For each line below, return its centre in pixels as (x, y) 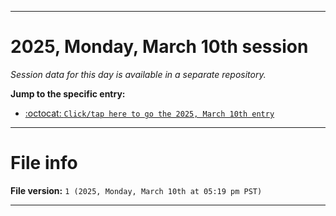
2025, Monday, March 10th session (159, 47)
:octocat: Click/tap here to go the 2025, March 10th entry (149, 113)
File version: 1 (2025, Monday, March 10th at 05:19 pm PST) (136, 190)
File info (44, 163)
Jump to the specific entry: (68, 93)
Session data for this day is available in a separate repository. (138, 74)
